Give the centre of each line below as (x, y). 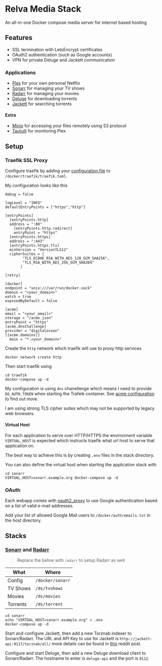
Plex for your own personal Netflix (46, 83)
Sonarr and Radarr (27, 550)
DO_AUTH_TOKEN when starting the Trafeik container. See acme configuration (80, 394)
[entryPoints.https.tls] (34, 245)
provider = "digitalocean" (32, 331)
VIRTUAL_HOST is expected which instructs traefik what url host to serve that (80, 441)
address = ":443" (27, 241)
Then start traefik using (28, 366)
